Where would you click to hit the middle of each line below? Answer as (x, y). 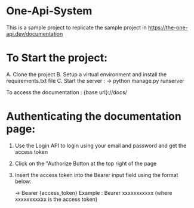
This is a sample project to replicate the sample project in (77, 27)
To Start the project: (57, 58)
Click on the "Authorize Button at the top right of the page (86, 163)
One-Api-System (49, 11)
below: (23, 181)
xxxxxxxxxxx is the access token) (56, 199)
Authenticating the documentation (94, 117)
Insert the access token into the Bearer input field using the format (96, 175)
